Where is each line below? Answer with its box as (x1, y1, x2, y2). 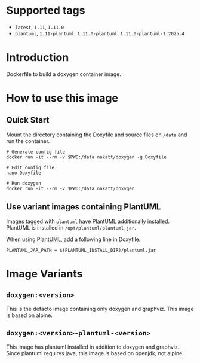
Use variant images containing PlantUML (6, 202, 161, 212)
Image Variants (6, 267, 83, 280)
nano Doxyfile (6, 170, 42, 176)
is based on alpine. (6, 312, 53, 319)
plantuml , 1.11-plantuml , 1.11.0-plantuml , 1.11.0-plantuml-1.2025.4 (14, 29, 185, 36)
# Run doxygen (6, 180, 42, 186)
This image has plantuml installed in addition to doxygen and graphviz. (6, 343, 180, 350)
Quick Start (6, 115, 50, 126)
